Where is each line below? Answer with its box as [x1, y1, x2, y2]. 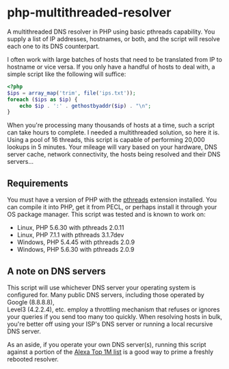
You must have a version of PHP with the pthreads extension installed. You [7, 195, 217, 204]
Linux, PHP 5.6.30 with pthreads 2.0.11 [16, 224, 124, 232]
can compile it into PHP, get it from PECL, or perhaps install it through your [7, 203, 217, 211]
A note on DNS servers [7, 265, 106, 277]
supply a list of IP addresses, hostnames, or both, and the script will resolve [7, 34, 220, 43]
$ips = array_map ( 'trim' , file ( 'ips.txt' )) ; [7, 89, 136, 97]
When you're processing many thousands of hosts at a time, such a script [7, 121, 215, 130]
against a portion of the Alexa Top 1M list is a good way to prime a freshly [7, 348, 214, 356]
